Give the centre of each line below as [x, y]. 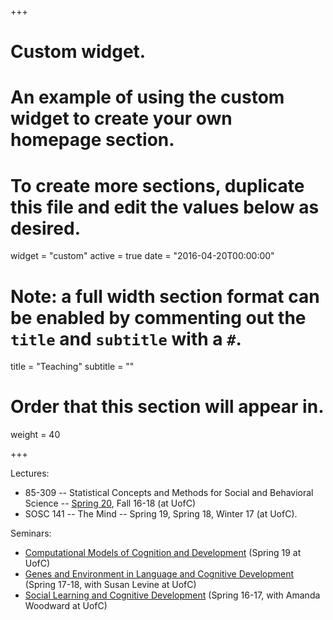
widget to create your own [121, 118]
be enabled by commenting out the [158, 317]
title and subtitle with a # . [126, 338]
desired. [45, 228]
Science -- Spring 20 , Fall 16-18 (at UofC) [110, 503]
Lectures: [30, 473]
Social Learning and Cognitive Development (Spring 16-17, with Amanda [172, 595]
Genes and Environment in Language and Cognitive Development [159, 574]
